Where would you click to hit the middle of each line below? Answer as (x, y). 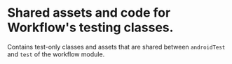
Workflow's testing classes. (90, 27)
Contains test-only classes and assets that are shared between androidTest (116, 47)
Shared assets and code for (89, 13)
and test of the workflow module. (56, 54)
